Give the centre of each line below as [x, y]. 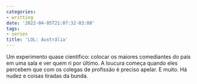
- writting [20, 17]
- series [17, 34]
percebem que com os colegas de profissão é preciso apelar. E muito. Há [97, 69]
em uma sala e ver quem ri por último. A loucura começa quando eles [92, 63]
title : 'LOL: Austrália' [37, 40]
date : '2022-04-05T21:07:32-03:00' [51, 23]
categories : [21, 12]
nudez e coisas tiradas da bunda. [47, 76]
